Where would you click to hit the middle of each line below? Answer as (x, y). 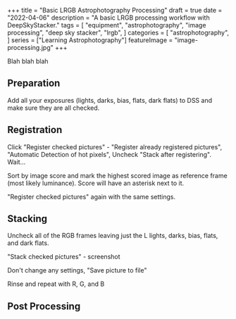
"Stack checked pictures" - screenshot (64, 257)
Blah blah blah (28, 61)
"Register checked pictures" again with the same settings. (92, 196)
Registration (35, 130)
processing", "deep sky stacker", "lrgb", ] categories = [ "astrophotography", (118, 32)
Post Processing (44, 306)
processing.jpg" (31, 48)
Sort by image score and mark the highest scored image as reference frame (117, 175)
